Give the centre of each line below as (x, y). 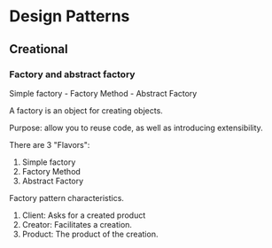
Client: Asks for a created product (84, 215)
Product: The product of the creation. (90, 234)
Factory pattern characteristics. (66, 198)
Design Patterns (70, 16)
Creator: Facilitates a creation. (77, 224)
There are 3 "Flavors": (50, 144)
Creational (39, 49)
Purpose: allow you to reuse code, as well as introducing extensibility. (136, 128)
